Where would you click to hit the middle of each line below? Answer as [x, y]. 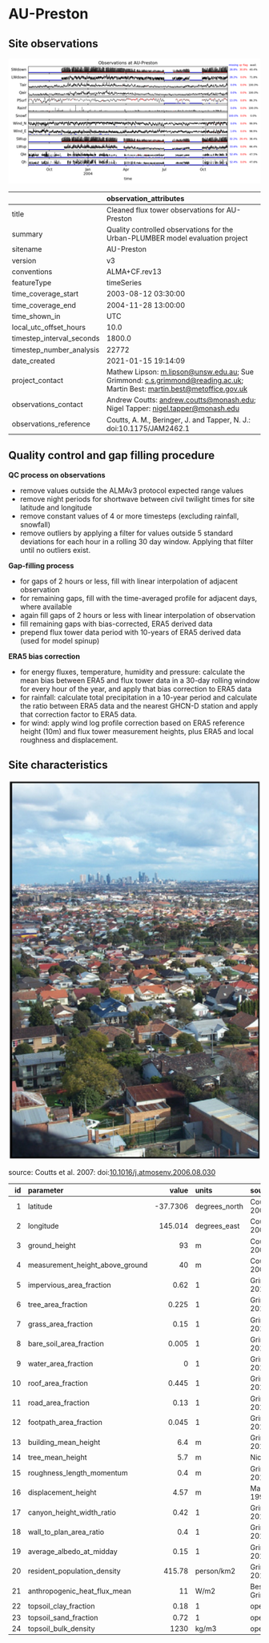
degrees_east [217, 1225]
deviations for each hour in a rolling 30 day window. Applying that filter [137, 541]
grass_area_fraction [60, 1324]
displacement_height [62, 1492]
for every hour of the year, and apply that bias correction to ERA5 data [136, 688]
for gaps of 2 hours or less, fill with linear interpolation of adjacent [129, 581]
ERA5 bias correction [44, 656]
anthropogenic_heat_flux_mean [80, 1591]
